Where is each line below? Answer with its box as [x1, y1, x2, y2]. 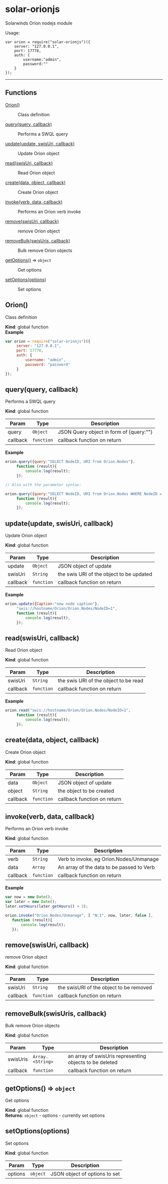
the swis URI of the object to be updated [57, 571, 152, 578]
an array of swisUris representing [67, 1053, 146, 1060]
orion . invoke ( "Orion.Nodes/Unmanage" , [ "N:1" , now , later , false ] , [5, 913, 153, 918]
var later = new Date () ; [5, 899, 57, 904]
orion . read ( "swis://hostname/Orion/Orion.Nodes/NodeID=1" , [5, 708, 131, 713]
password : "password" [25, 362, 70, 367]
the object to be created [57, 787, 114, 794]
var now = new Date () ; [5, 894, 52, 900]
